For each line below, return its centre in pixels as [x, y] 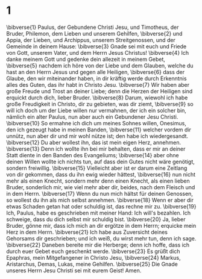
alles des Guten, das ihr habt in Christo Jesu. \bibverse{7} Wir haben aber [98, 84]
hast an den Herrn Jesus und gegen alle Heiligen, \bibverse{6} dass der [96, 72]
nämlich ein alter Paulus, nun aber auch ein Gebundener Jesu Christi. [92, 117]
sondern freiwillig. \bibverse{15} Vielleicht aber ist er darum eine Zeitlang [97, 168]
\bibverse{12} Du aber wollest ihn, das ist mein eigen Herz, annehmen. [94, 142]
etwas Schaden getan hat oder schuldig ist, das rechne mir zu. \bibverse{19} [101, 206]
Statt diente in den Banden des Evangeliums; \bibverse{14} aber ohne [93, 155]
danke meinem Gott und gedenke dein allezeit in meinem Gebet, [86, 59]
